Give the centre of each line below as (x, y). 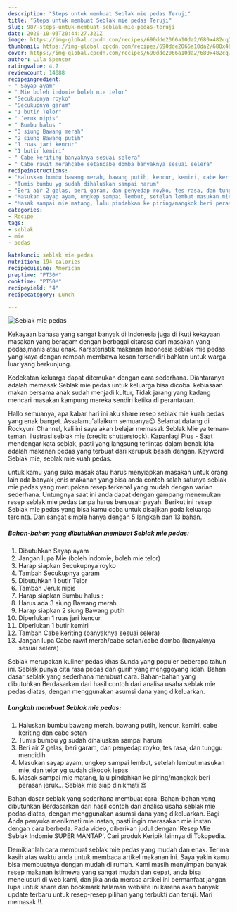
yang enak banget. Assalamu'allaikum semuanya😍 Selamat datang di (109, 421)
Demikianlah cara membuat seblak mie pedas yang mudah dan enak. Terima (118, 850)
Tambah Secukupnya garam (59, 573)
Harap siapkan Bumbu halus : (61, 596)
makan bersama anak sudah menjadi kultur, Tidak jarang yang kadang (109, 393)
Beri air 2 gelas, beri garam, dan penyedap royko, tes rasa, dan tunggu (120, 748)
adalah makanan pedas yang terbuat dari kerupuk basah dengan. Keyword (116, 451)
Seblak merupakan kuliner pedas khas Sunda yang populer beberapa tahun (117, 662)
